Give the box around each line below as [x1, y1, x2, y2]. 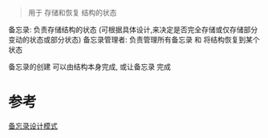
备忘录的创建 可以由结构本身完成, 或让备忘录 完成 [8, 62, 171, 71]
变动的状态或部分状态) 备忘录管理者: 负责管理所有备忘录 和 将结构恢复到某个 [8, 35, 260, 44]
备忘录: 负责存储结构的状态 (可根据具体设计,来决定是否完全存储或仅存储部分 [8, 25, 258, 34]
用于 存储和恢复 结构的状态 [27, 8, 117, 17]
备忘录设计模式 [8, 120, 58, 131]
